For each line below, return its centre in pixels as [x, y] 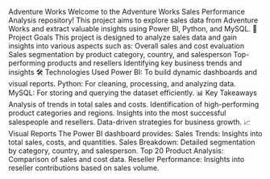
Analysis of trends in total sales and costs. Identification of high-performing [134, 104]
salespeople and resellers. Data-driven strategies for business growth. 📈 [130, 122]
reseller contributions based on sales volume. [84, 168]
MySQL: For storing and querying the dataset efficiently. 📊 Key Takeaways [133, 93]
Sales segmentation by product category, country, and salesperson [120, 54]
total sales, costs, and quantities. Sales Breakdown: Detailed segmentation [132, 142]
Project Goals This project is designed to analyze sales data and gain [123, 37]
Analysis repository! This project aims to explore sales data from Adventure [133, 20]
